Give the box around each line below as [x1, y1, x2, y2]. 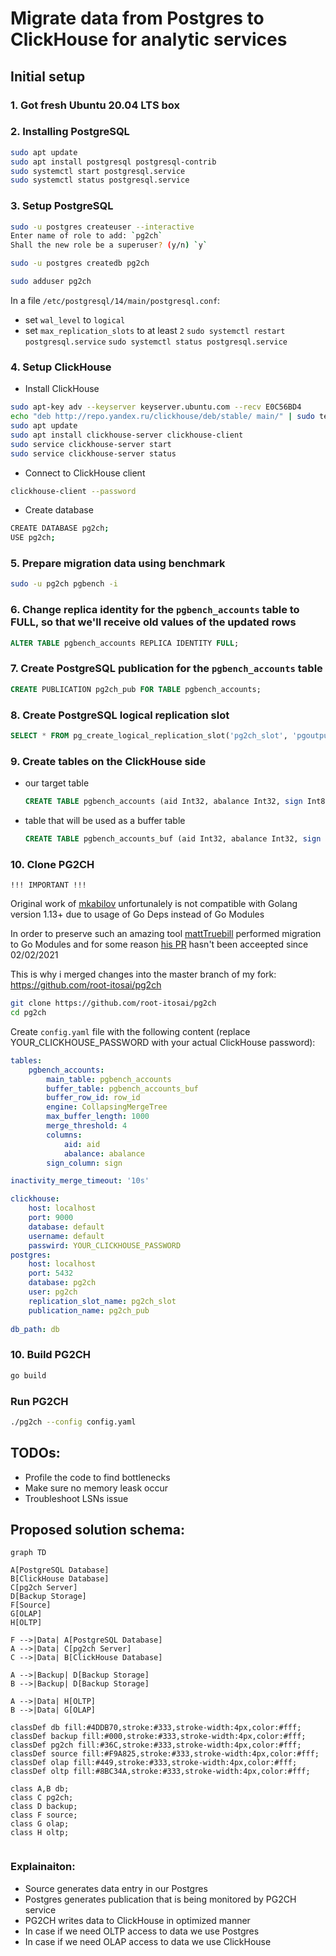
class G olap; [10, 1819, 70, 1829]
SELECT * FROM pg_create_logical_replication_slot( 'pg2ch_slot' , [10, 730, 288, 741]
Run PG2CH [10, 1394, 69, 1408]
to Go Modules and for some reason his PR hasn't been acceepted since [10, 938, 309, 951]
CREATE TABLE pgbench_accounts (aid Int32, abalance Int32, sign [24, 797, 303, 807]
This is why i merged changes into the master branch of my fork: [10, 968, 277, 981]
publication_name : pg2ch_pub [28, 1305, 150, 1316]
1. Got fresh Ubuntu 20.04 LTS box [10, 98, 181, 112]
